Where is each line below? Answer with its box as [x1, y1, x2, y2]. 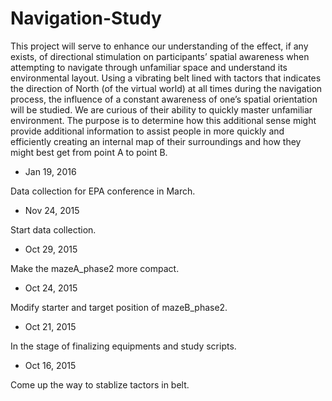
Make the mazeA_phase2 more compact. [10, 262, 180, 274]
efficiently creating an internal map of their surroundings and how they [10, 135, 302, 147]
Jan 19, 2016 [24, 165, 77, 177]
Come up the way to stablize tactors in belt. [10, 378, 190, 391]
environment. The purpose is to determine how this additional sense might [10, 114, 317, 126]
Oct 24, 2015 [24, 282, 78, 294]
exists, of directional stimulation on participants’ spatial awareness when [10, 50, 310, 62]
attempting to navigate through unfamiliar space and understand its [10, 61, 288, 73]
